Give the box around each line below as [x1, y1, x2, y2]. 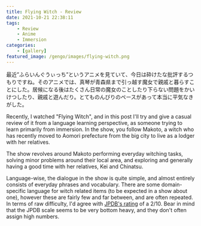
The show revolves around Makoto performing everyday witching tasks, [6, 150, 184, 157]
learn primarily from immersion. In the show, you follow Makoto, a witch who [6, 126, 194, 133]
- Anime [17, 31, 36, 37]
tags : [6, 20, 20, 26]
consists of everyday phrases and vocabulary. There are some [6, 181, 160, 188]
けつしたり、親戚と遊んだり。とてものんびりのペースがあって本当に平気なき [6, 93, 194, 100]
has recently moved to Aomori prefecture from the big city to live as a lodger [6, 132, 195, 139]
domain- [161, 181, 182, 188]
